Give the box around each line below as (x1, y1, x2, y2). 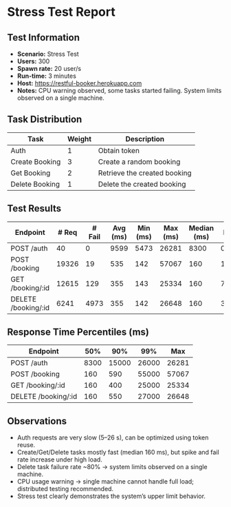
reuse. (16, 441, 36, 449)
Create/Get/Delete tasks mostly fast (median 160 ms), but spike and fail (16, 448, 219, 457)
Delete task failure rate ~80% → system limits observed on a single (16, 463, 208, 471)
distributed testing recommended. (16, 485, 114, 493)
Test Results (7, 203, 62, 214)
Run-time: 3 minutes (16, 72, 77, 80)
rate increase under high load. (16, 455, 103, 464)
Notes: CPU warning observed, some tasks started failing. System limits (16, 87, 222, 94)
